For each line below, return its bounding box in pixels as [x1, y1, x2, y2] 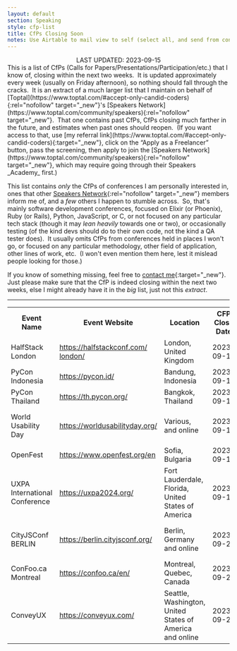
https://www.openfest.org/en [59, 450, 157, 460]
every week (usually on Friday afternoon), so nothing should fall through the [7, 78, 228, 87]
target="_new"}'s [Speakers [55, 101, 138, 109]
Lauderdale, [164, 475, 204, 485]
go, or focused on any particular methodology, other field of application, [7, 242, 217, 250]
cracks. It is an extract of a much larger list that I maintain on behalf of [7, 86, 213, 95]
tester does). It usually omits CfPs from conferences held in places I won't [7, 234, 224, 243]
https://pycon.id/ [59, 372, 114, 382]
